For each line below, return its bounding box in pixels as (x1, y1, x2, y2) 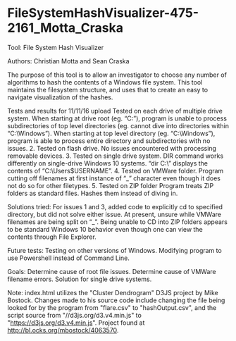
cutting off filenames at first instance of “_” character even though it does (7, 174, 221, 182)
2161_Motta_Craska (7, 20, 123, 36)
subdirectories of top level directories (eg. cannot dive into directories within (7, 121, 229, 130)
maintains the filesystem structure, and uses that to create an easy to (7, 85, 209, 94)
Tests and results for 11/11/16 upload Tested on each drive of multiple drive (7, 106, 223, 115)
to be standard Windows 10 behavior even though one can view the (7, 225, 203, 233)
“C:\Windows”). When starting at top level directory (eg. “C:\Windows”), (7, 129, 216, 137)
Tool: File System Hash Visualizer (7, 43, 104, 51)
